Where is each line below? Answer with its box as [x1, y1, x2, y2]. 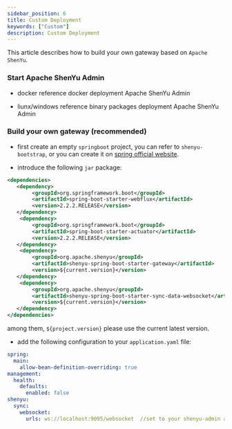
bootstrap [17, 151, 46, 158]
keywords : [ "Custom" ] [7, 23, 70, 30]
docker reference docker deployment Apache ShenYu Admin [17, 89, 191, 97]
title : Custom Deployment [7, 17, 81, 24]
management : [7, 370, 41, 377]
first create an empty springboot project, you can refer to [17, 143, 180, 151]
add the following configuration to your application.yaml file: [17, 338, 192, 346]
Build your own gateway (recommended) [7, 127, 147, 136]
